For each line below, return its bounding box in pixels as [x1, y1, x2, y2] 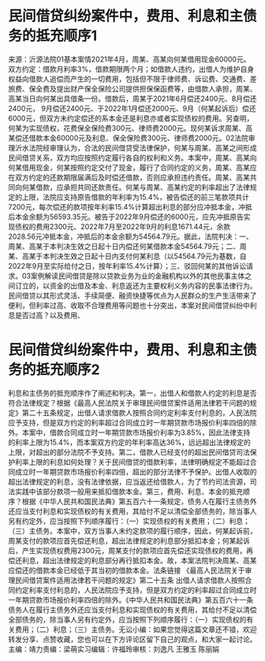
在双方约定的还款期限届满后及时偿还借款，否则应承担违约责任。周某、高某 [8, 173, 250, 182]
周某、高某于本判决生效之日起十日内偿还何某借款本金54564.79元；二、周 [8, 241, 247, 251]
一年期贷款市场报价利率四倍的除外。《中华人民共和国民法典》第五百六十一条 [8, 595, 254, 604]
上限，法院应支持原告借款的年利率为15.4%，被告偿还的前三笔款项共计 [21, 192, 250, 202]
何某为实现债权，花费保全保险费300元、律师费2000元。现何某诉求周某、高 [8, 123, 253, 132]
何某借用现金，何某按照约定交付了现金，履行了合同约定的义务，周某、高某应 [8, 162, 257, 172]
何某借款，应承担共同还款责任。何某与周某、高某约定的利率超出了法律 [21, 182, 250, 191]
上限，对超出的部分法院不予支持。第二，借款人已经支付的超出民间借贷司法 [8, 447, 250, 457]
